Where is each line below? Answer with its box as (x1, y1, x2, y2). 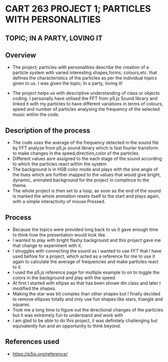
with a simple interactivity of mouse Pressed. (12, 199, 106, 205)
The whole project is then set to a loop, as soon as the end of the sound (12, 188, 161, 194)
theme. (12, 183, 28, 189)
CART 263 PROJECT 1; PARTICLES (5, 3, 151, 15)
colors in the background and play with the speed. (12, 275, 116, 281)
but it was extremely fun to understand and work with (12, 312, 123, 318)
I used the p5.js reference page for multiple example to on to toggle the (12, 269, 159, 275)
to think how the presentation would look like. (12, 232, 107, 238)
